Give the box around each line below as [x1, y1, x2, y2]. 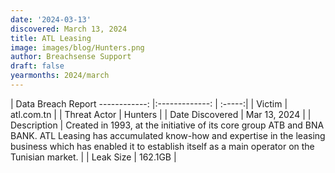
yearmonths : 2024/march [10, 71, 110, 81]
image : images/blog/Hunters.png [10, 42, 145, 53]
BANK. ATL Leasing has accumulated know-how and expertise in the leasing [10, 129, 326, 141]
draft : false [10, 61, 65, 71]
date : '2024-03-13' [10, 14, 92, 25]
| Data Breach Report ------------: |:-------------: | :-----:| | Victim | [10, 97, 288, 110]
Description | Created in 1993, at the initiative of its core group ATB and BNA [10, 119, 325, 131]
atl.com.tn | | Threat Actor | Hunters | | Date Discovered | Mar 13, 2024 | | [10, 108, 312, 120]
